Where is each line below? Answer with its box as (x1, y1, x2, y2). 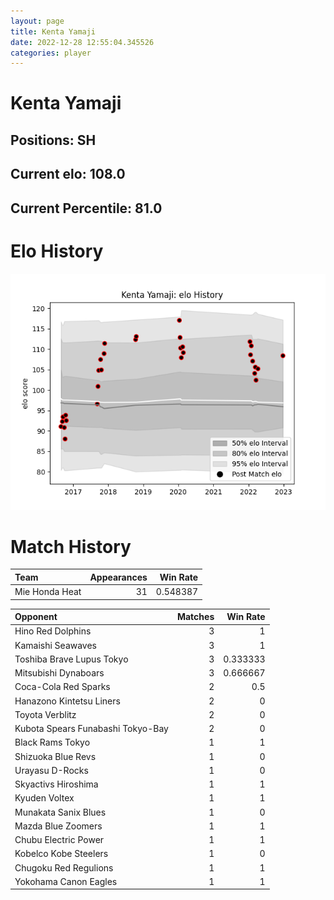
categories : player (10, 48, 92, 58)
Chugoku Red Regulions (14, 861, 114, 874)
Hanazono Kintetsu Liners (14, 695, 121, 707)
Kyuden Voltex (14, 792, 75, 804)
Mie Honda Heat (14, 586, 82, 598)
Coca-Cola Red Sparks (14, 681, 111, 693)
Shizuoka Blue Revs (14, 750, 97, 762)
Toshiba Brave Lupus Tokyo (14, 653, 129, 665)
